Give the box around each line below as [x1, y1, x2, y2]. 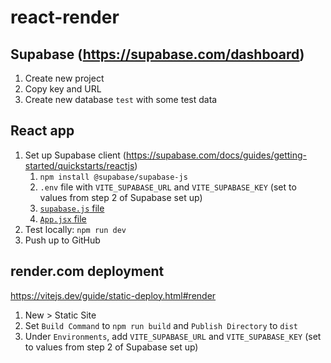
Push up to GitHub [24, 234, 101, 246]
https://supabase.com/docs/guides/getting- [125, 149, 308, 161]
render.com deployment [10, 263, 165, 280]
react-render [10, 6, 120, 29]
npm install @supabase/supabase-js [39, 172, 188, 182]
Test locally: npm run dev [24, 223, 127, 235]
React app [10, 122, 75, 140]
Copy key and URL [24, 83, 102, 95]
